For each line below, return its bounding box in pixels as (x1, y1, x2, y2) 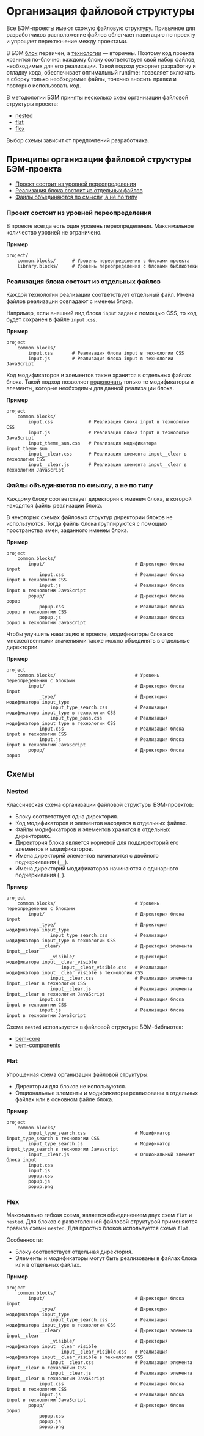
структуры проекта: (6, 100, 59, 108)
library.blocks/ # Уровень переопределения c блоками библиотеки (17, 263, 199, 269)
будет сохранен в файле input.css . (6, 316, 98, 323)
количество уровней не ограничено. (6, 229, 102, 236)
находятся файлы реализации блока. (6, 501, 103, 509)
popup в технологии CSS (6, 609, 67, 615)
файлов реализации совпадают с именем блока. (6, 297, 134, 305)
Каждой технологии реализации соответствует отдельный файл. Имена (6, 291, 195, 299)
